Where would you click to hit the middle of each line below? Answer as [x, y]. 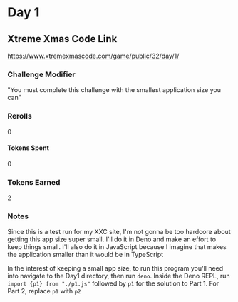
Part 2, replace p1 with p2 [44, 291]
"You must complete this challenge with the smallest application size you [114, 90]
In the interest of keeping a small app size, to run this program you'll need [115, 268]
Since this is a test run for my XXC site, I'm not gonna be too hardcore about [119, 232]
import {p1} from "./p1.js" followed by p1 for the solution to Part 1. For [113, 283]
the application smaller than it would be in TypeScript [86, 255]
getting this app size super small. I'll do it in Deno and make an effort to [112, 239]
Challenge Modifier [42, 74]
